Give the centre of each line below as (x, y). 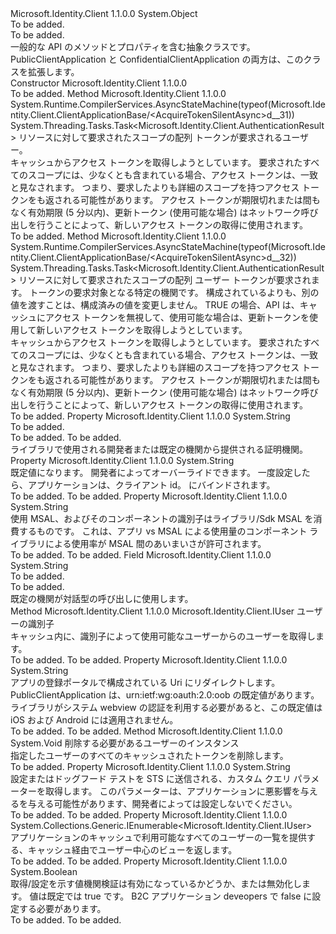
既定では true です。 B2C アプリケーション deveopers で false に (179, 896)
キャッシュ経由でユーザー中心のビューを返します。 (132, 850)
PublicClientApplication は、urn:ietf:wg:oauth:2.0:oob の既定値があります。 (165, 695)
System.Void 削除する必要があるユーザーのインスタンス (125, 743)
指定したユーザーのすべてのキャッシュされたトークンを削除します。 (149, 755)
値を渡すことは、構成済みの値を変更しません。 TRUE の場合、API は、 (155, 305)
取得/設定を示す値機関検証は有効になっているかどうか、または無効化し (156, 883)
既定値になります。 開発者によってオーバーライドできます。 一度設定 (151, 472)
